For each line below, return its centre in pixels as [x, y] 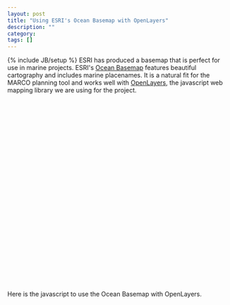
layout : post [26, 14]
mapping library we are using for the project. [72, 90]
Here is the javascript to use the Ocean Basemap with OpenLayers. [105, 294]
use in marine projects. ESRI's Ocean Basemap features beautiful [102, 68]
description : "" [31, 27]
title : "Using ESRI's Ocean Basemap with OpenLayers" [88, 20]
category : [22, 34]
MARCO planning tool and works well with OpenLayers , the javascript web [115, 83]
